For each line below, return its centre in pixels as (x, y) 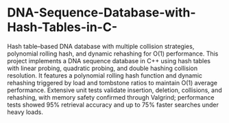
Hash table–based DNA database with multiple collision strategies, (101, 46)
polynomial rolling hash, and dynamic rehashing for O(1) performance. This (113, 54)
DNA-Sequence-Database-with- (102, 13)
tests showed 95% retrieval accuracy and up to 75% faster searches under (113, 104)
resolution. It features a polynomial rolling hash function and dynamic (105, 75)
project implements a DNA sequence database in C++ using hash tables (109, 60)
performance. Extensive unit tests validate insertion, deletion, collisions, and (115, 90)
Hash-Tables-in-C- (62, 27)
